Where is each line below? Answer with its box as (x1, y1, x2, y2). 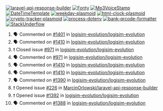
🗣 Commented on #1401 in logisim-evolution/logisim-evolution (13, 31, 145, 37)
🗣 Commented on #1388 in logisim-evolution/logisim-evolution (13, 100, 146, 106)
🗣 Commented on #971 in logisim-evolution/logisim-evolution (13, 54, 143, 60)
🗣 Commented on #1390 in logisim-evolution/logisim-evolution (13, 77, 146, 83)
